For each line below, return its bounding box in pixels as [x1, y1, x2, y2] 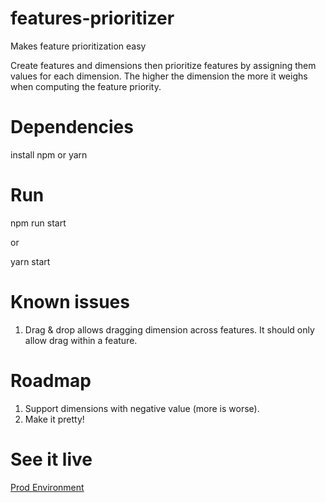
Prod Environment [10, 481, 85, 493]
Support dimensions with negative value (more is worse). [24, 402, 260, 414]
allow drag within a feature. [24, 334, 138, 346]
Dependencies [10, 116, 134, 139]
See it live [10, 448, 93, 471]
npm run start [10, 217, 67, 229]
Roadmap [10, 369, 92, 392]
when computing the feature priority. [10, 80, 162, 92]
